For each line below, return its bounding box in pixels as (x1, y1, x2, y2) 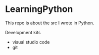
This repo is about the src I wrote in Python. (5, 20, 95, 26)
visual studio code (12, 39, 50, 45)
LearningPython (5, 3, 73, 15)
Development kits (5, 29, 41, 35)
